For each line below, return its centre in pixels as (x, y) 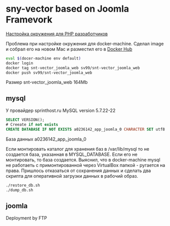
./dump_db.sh (20, 190)
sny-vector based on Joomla (67, 9)
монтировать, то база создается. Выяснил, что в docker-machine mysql (83, 160)
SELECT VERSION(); (25, 120)
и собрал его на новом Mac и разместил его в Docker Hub (69, 49)
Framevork (29, 20)
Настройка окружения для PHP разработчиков (57, 34)
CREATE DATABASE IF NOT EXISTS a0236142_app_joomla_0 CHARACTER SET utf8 (86, 129)
